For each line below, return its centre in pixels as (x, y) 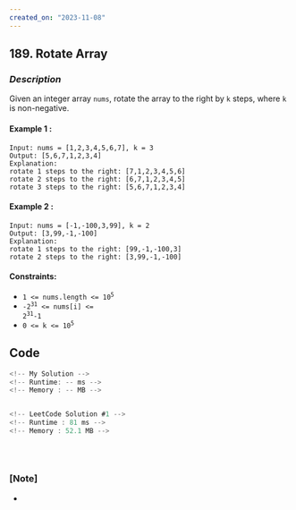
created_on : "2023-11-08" (57, 17)
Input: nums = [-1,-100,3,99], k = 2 (80, 225)
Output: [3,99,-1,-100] (54, 234)
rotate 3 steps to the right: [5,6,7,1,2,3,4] (97, 187)
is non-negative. (39, 108)
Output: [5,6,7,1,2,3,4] (55, 156)
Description (35, 79)
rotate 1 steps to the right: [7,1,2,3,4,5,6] (97, 171)
